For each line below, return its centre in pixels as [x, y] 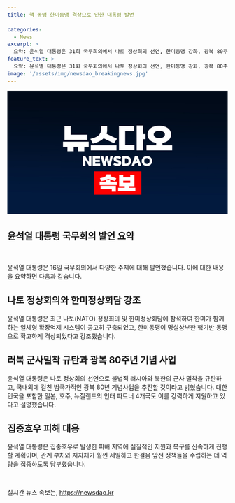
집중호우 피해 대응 [43, 429]
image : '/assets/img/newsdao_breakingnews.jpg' [78, 73]
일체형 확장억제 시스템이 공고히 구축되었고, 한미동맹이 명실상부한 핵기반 [117, 327]
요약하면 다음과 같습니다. [48, 276]
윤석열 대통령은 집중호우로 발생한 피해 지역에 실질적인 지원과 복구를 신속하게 [111, 446]
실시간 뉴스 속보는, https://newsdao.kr [60, 493]
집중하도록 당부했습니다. [53, 464]
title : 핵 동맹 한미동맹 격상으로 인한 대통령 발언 [71, 15]
